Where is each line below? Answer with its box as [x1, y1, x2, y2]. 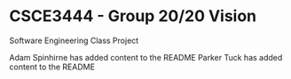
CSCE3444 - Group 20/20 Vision [9, 6, 257, 26]
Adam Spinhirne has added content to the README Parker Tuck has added [9, 52, 283, 62]
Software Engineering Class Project [9, 35, 139, 46]
